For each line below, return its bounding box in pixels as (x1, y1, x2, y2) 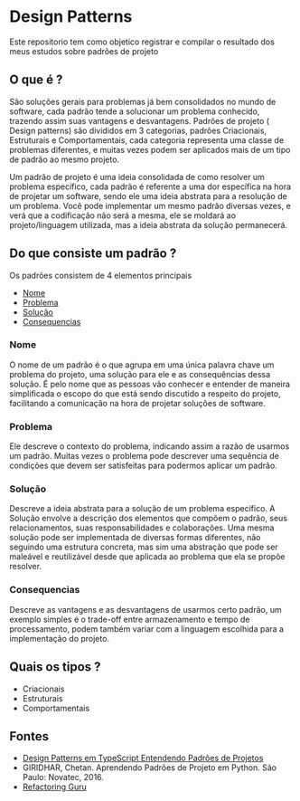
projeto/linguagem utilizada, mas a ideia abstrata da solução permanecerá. (9, 219, 288, 230)
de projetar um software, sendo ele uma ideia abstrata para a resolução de (9, 190, 287, 201)
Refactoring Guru (22, 781, 88, 793)
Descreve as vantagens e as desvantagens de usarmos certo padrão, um (9, 604, 282, 615)
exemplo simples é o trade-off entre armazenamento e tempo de (9, 614, 250, 625)
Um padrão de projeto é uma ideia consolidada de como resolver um (9, 171, 265, 182)
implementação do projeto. (9, 633, 110, 644)
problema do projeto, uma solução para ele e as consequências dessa (9, 368, 271, 379)
